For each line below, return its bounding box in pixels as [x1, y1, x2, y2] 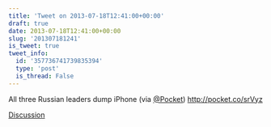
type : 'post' [15, 65, 60, 73]
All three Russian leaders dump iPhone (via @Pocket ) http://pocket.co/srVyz [8, 94, 263, 104]
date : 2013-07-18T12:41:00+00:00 [8, 27, 121, 35]
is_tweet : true [8, 42, 60, 50]
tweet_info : [8, 49, 49, 57]
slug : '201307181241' [8, 34, 82, 43]
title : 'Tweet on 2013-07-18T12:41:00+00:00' [8, 11, 164, 20]
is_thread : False [15, 72, 74, 80]
